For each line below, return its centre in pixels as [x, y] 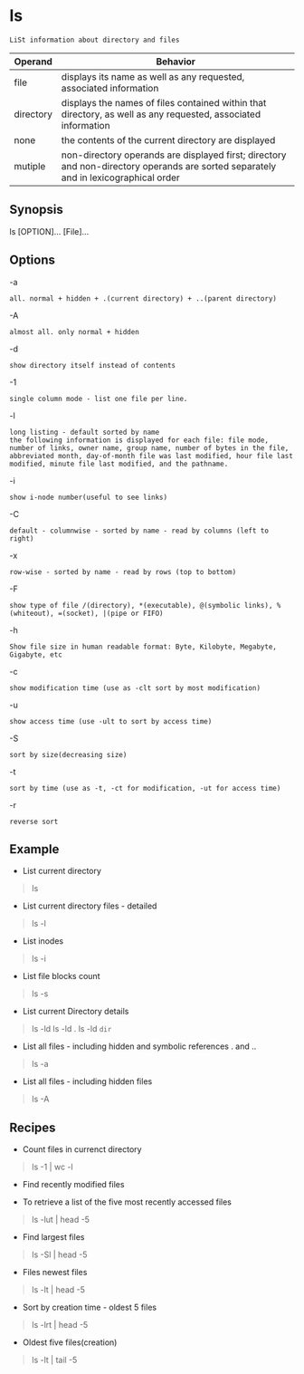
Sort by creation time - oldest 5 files [89, 1307]
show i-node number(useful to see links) [89, 497]
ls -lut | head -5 [61, 1220]
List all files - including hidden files [87, 1081]
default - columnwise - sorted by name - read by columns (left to [139, 531]
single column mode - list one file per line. [99, 399]
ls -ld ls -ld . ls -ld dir [71, 1029]
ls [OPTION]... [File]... [49, 231]
